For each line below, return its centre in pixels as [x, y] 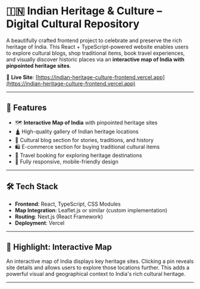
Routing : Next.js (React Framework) [59, 216]
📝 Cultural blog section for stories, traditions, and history [84, 140]
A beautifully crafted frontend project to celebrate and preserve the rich [94, 40]
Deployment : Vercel [40, 223]
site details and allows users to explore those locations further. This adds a [98, 268]
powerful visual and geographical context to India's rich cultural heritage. [96, 274]
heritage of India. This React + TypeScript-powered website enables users [97, 46]
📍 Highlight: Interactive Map [59, 247]
